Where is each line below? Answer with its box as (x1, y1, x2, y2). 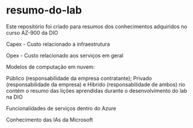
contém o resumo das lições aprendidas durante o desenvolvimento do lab (6, 87, 187, 94)
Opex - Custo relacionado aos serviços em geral (6, 52, 124, 59)
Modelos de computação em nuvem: (6, 63, 95, 70)
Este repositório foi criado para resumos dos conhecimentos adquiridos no (6, 23, 187, 30)
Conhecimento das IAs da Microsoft (6, 116, 93, 123)
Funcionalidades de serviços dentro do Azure (6, 105, 117, 112)
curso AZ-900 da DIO (6, 29, 58, 36)
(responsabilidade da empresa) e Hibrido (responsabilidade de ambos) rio (6, 80, 185, 88)
